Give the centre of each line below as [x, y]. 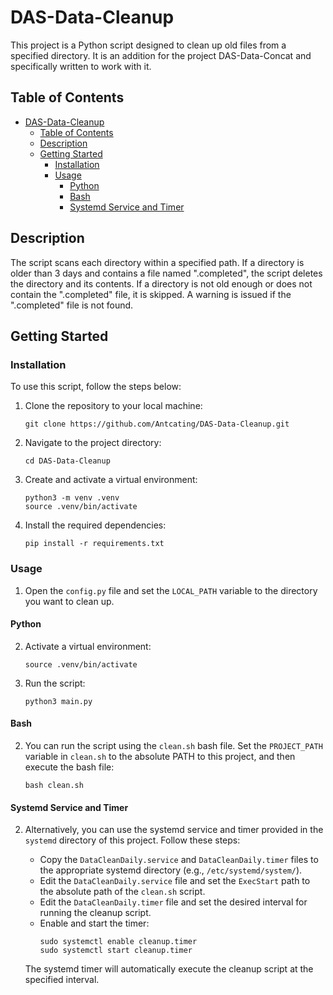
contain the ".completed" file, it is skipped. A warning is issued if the [151, 294]
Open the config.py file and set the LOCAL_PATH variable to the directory [171, 590]
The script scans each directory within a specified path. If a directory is [157, 262]
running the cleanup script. [95, 913]
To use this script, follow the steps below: [96, 387]
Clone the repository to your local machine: [113, 406]
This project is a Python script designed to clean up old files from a [148, 45]
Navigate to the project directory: [93, 443]
